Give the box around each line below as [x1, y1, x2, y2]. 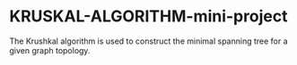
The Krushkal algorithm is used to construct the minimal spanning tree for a [9, 36, 289, 46]
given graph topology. [9, 45, 91, 55]
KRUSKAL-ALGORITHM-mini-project [9, 6, 288, 27]
